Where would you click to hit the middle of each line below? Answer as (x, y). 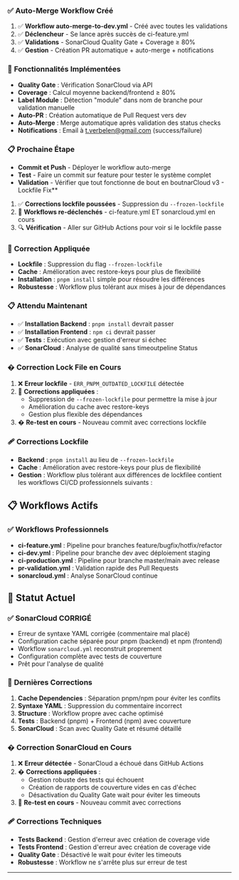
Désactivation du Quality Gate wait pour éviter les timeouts (114, 795)
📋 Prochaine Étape (41, 149)
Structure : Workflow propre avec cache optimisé (90, 713)
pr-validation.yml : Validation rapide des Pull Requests (98, 568)
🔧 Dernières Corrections (50, 682)
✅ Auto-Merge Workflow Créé (60, 11)
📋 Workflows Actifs (53, 506)
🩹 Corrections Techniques (54, 821)
